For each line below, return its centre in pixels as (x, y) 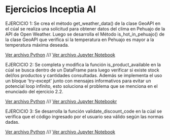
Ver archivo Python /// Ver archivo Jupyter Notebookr (61, 101)
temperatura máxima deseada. (37, 45)
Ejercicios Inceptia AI (51, 9)
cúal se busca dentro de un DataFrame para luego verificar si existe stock (82, 70)
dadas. (12, 122)
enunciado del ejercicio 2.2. (34, 91)
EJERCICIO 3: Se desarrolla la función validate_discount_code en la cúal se (84, 111)
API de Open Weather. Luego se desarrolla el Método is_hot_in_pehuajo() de (85, 34)
